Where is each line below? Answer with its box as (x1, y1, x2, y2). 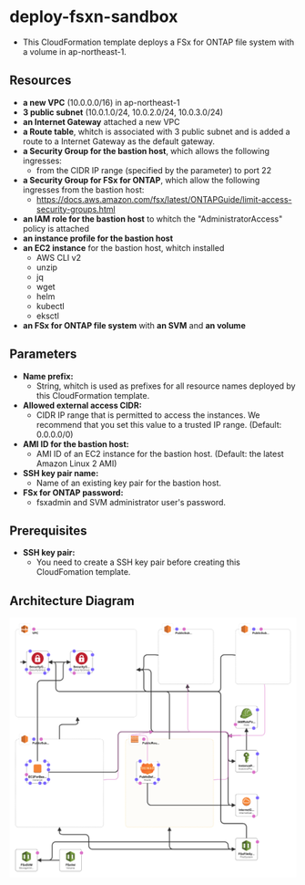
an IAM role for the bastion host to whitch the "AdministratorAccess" (22, 213, 283, 224)
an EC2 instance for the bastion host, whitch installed (22, 242, 225, 253)
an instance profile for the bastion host (22, 233, 174, 244)
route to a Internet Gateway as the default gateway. (22, 135, 216, 147)
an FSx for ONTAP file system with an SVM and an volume (22, 319, 246, 330)
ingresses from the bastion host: (22, 184, 145, 195)
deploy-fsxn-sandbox (9, 6, 178, 27)
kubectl (36, 300, 66, 311)
